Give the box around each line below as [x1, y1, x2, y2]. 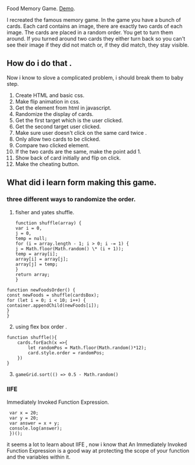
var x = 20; [9, 410, 39, 416]
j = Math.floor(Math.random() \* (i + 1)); [15, 245, 124, 252]
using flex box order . [15, 323, 67, 330]
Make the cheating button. [15, 160, 80, 167]
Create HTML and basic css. [15, 91, 85, 99]
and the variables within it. [6, 453, 71, 460]
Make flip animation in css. [15, 98, 80, 105]
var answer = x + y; [9, 420, 60, 426]
